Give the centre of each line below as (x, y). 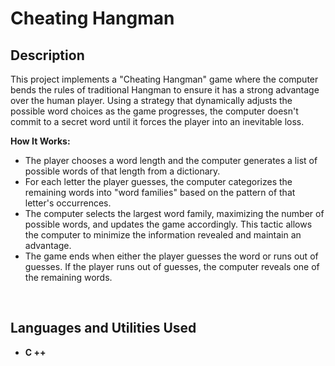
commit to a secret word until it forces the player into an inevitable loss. (157, 121)
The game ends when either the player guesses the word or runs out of (171, 256)
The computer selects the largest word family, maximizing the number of (174, 213)
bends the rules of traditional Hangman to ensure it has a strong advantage (165, 90)
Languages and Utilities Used (103, 328)
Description (47, 55)
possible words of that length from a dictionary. (122, 171)
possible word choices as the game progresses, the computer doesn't (154, 111)
